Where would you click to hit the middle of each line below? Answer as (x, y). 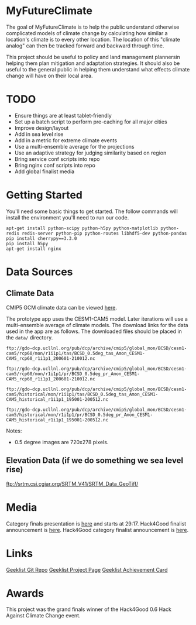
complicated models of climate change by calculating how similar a (87, 33)
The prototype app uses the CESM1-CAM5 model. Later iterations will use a (97, 319)
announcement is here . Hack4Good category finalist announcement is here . (97, 530)
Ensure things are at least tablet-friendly (63, 115)
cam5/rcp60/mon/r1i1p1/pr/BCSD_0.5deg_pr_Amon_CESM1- (73, 374)
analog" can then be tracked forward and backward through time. (85, 46)
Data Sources (39, 272)
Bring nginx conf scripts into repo (55, 165)
